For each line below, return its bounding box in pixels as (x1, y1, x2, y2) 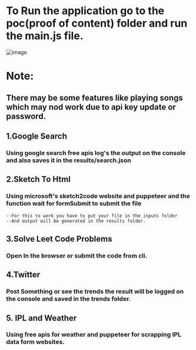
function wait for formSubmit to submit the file (6, 199, 142, 207)
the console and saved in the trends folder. (6, 295, 131, 303)
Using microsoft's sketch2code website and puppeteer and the (6, 192, 190, 200)
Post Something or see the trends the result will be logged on (6, 288, 184, 296)
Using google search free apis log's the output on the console (6, 148, 186, 157)
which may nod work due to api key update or (6, 102, 177, 112)
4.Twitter (6, 270, 41, 280)
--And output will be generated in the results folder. (6, 218, 146, 224)
